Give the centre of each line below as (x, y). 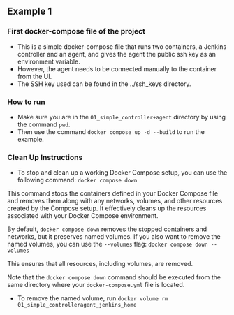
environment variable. (49, 61)
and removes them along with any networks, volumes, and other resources (115, 201)
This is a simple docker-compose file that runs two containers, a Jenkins (122, 46)
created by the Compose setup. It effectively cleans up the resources (107, 208)
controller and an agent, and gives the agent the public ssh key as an (117, 54)
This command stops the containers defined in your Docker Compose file (113, 193)
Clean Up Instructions (45, 157)
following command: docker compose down (77, 180)
